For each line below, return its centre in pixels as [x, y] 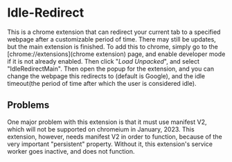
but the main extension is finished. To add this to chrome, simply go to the [113, 46]
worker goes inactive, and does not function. [71, 151]
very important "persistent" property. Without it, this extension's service [110, 144]
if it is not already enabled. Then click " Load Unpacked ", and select [103, 61]
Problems [28, 105]
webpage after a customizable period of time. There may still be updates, [111, 39]
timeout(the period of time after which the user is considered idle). [102, 83]
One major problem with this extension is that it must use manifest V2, [107, 122]
